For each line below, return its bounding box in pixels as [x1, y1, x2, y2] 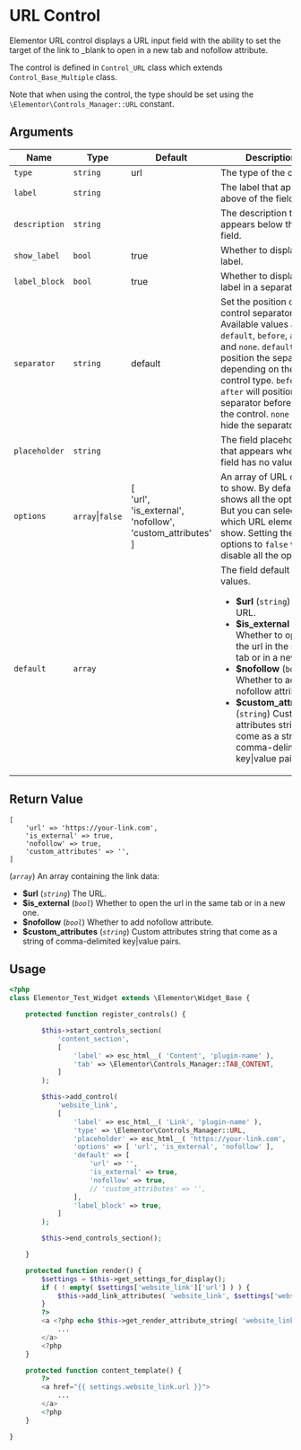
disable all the [220, 549, 279, 561]
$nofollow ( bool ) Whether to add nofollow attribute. [21, 917, 214, 927]
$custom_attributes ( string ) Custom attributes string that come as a [21, 926, 278, 936]
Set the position [220, 295, 287, 308]
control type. [220, 373, 275, 386]
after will [220, 385, 261, 398]
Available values [220, 318, 289, 330]
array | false [73, 509, 123, 522]
